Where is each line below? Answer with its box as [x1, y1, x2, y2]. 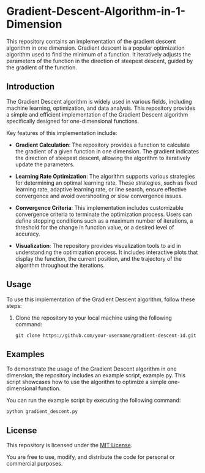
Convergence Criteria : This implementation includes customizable [15, 204, 184, 211]
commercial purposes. [6, 460, 63, 467]
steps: [6, 302, 22, 309]
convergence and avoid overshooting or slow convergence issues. [15, 192, 184, 199]
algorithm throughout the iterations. [15, 261, 105, 269]
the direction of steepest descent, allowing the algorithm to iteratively [15, 154, 191, 161]
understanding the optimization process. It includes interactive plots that [15, 248, 198, 256]
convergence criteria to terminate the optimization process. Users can [15, 210, 192, 218]
